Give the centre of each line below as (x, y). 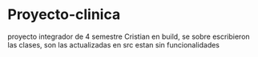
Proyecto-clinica (64, 15)
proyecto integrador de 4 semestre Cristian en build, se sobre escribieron (129, 36)
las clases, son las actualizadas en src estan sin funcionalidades (114, 44)
